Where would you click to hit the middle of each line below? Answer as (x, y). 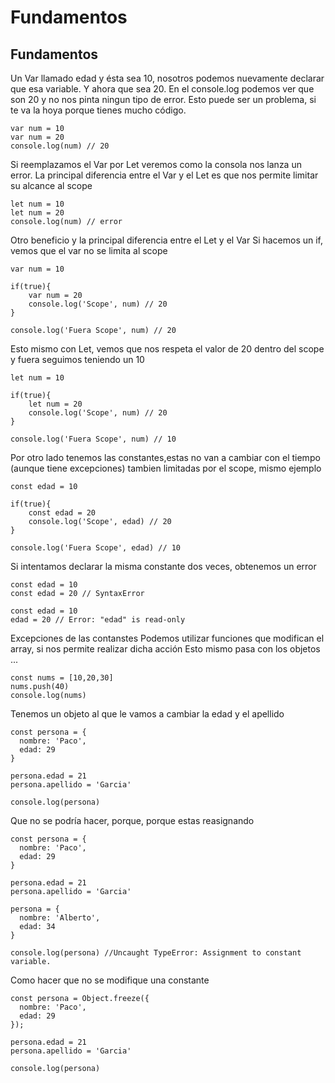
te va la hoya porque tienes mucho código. (98, 110)
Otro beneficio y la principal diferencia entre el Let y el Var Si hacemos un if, (167, 240)
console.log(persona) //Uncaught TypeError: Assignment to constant (156, 953)
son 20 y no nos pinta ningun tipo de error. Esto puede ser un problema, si (163, 99)
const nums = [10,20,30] (62, 678)
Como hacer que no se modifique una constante (110, 980)
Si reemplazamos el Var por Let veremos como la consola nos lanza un (156, 164)
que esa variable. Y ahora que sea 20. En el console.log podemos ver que (162, 89)
